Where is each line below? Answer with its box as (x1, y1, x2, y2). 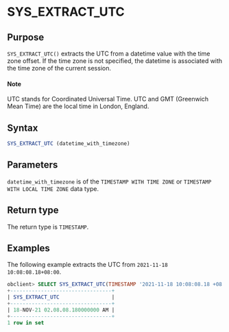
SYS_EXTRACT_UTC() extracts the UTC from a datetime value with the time (7, 49, 210, 58)
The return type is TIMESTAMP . (7, 222, 89, 231)
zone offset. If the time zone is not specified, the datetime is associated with (7, 57, 223, 65)
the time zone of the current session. (7, 64, 112, 72)
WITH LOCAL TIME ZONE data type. (7, 184, 99, 192)
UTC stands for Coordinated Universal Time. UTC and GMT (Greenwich (7, 95, 209, 103)
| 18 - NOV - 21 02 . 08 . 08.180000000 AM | (7, 306, 115, 314)
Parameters (7, 159, 58, 171)
